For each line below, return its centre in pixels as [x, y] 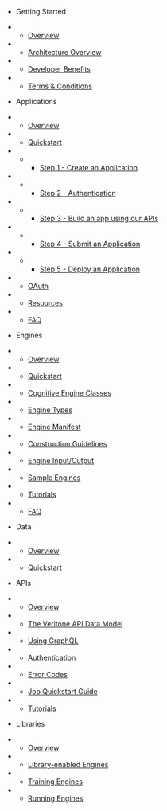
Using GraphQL [53, 641]
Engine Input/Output [61, 460]
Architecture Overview [64, 52]
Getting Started [41, 12]
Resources [45, 303]
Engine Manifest [54, 427]
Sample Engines [54, 478]
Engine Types [50, 410]
